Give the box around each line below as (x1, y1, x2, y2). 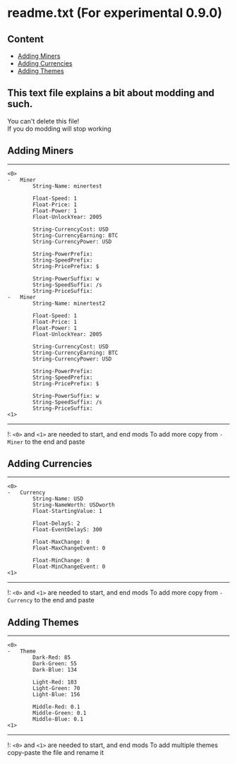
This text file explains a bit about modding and (7, 87, 215, 99)
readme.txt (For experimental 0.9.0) (7, 5, 223, 21)
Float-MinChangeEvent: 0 (32, 563, 106, 571)
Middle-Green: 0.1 (32, 710, 87, 717)
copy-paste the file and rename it (7, 748, 104, 757)
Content (7, 33, 44, 45)
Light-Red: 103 (32, 679, 78, 686)
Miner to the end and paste (7, 437, 85, 446)
